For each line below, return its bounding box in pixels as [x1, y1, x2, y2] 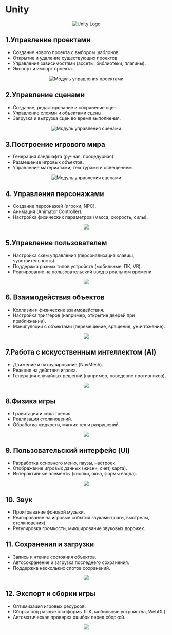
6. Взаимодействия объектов [5, 293, 105, 302]
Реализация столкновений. [12, 416, 73, 422]
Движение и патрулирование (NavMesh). [12, 361, 104, 367]
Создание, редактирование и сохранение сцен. [12, 104, 118, 110]
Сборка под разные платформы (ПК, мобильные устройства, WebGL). [12, 608, 167, 614]
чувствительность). [12, 258, 56, 263]
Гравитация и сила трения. [12, 411, 72, 417]
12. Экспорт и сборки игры [5, 589, 96, 598]
